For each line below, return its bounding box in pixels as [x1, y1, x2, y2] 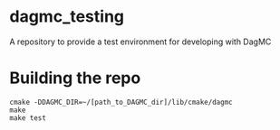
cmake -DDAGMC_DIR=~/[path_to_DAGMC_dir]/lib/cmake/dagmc [9, 97, 233, 107]
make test [9, 113, 47, 123]
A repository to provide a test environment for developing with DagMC [9, 36, 272, 47]
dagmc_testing [9, 6, 125, 27]
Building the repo [9, 68, 141, 88]
